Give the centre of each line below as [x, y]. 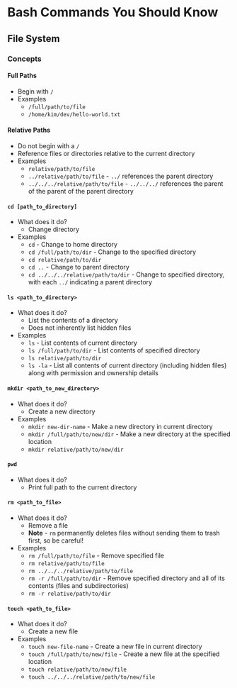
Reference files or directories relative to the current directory [106, 153]
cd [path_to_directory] [42, 206]
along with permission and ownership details [93, 373]
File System [34, 39]
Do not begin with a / [48, 145]
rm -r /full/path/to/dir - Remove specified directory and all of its [126, 578]
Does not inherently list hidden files [80, 328]
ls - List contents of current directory [83, 343]
